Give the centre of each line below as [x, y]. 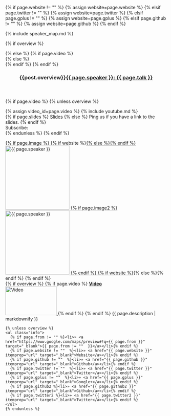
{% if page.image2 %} [94, 208]
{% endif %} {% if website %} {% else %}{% [117, 273]
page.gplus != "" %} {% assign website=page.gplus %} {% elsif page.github [86, 18]
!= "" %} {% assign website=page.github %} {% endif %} [66, 24]
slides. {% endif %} [26, 122]
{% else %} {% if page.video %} [39, 53]
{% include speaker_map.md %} [39, 34]
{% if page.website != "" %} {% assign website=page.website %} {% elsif [83, 7]
